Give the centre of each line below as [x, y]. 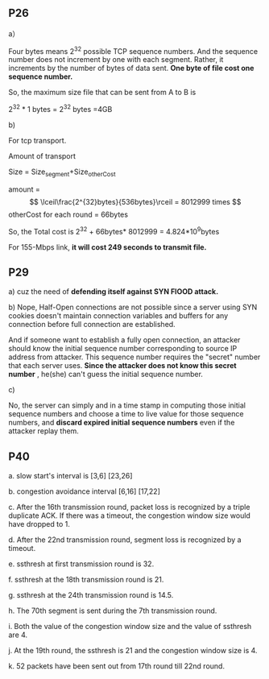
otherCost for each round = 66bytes [68, 214]
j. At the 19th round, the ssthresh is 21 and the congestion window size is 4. [133, 651]
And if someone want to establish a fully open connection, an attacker [124, 340]
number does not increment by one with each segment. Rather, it [116, 60]
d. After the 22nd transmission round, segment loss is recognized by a [125, 540]
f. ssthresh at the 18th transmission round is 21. [86, 580]
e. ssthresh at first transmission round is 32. [81, 564]
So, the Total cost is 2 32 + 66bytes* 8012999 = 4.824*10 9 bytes [114, 230]
